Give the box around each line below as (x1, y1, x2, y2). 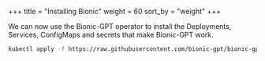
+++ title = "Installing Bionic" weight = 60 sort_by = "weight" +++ (8, 7, 222, 16)
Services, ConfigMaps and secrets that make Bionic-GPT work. (8, 30, 215, 39)
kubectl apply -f (8, 45, 65, 53)
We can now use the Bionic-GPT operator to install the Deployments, (8, 22, 232, 30)
